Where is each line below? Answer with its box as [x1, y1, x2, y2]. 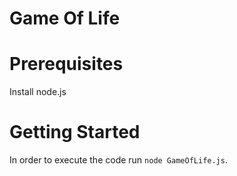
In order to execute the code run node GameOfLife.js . [9, 154, 228, 166]
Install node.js [9, 86, 67, 98]
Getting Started [9, 121, 141, 144]
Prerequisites [9, 53, 124, 76]
